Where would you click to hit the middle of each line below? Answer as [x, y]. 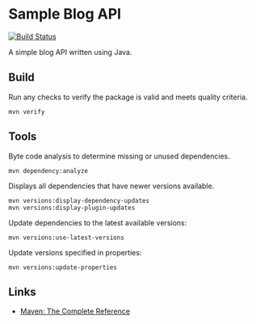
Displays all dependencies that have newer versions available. [111, 186]
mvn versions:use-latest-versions [67, 238]
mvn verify [27, 112]
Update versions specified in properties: [75, 252]
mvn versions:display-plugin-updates [72, 208]
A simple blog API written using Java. [70, 52]
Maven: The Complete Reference [75, 311]
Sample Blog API [65, 14]
